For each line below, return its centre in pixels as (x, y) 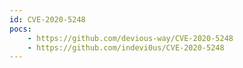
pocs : (20, 29)
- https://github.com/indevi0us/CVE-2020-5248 (126, 47)
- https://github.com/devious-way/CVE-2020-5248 (130, 38)
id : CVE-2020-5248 (47, 19)
